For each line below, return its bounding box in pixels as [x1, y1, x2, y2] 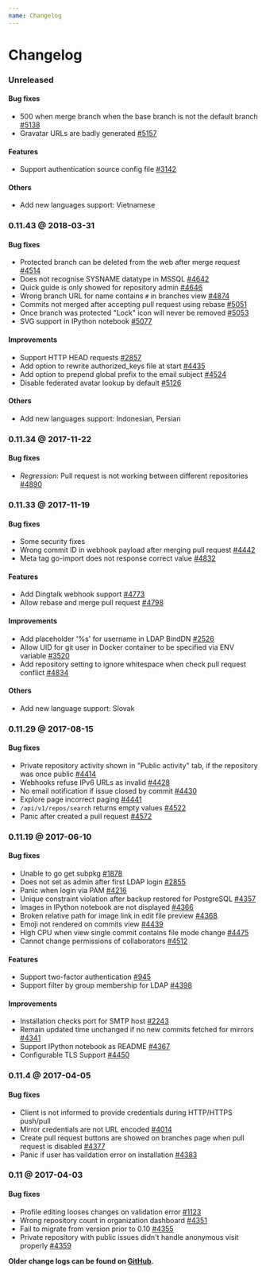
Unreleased [8, 74, 54, 85]
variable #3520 [19, 651, 70, 660]
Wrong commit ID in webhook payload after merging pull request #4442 [19, 546, 256, 555]
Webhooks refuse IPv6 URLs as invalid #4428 [19, 777, 171, 787]
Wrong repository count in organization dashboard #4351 [19, 1215, 208, 1225]
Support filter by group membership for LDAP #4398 [19, 981, 193, 990]
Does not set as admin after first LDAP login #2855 [19, 876, 187, 887]
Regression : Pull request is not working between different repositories [19, 471, 249, 480]
